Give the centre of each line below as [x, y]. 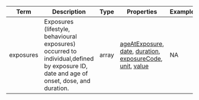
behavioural [60, 36]
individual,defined [69, 59]
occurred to [60, 51]
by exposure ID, [66, 66]
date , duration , [140, 51]
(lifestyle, [57, 29]
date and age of [66, 73]
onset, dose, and [67, 81]
